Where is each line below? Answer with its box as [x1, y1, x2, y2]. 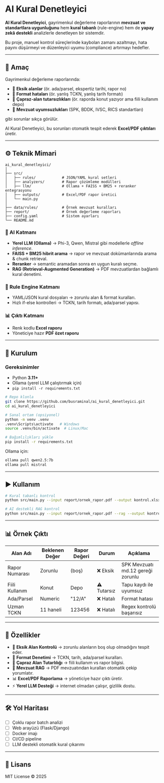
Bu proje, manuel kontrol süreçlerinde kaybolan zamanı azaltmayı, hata [5, 39, 147, 45]
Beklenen [41, 547, 64, 554]
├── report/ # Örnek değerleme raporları [5, 209, 121, 214]
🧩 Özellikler [5, 631, 41, 639]
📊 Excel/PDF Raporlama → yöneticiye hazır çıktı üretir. [12, 675, 123, 681]
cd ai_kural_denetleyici [5, 404, 56, 409]
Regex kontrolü [121, 603, 156, 610]
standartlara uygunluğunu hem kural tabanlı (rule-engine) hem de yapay [5, 24, 154, 30]
